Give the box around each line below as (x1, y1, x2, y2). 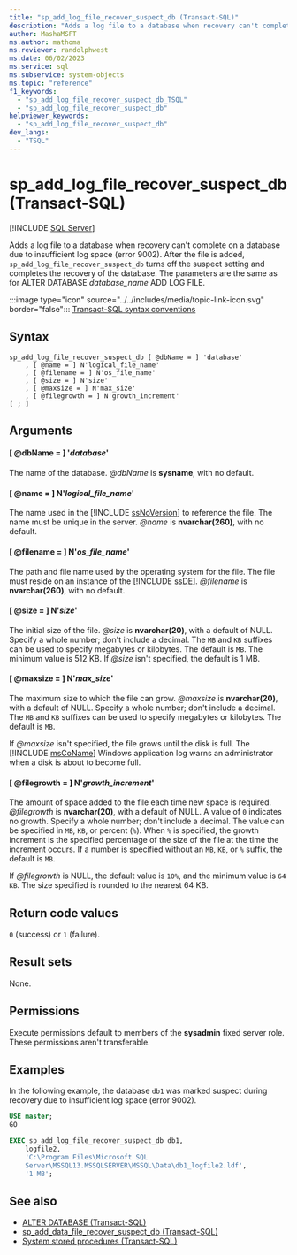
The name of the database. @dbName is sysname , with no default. (9, 468, 255, 478)
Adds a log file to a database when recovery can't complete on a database (9, 240, 281, 250)
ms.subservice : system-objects (9, 71, 125, 80)
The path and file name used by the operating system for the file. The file (9, 566, 276, 577)
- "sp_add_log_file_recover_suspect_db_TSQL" (17, 95, 188, 104)
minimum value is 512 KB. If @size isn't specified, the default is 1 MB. (9, 653, 261, 663)
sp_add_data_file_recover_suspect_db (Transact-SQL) (21, 1227, 218, 1237)
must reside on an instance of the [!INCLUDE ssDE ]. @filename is (9, 576, 247, 586)
